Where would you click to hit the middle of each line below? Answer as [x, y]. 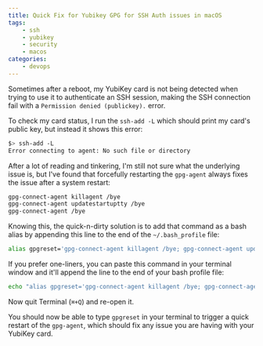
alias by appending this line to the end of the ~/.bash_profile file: [114, 235]
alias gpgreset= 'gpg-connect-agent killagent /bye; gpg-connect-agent [126, 249]
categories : [27, 60]
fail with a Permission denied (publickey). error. [87, 105]
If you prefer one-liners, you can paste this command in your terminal [120, 264]
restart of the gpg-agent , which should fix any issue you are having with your [131, 325]
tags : [17, 23]
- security [40, 45]
